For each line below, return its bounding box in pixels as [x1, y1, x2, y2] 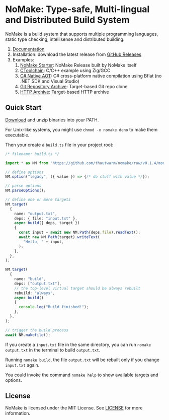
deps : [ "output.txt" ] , [14, 281, 62, 286]
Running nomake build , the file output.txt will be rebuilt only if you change [5, 357, 160, 363]
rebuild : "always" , [14, 291, 55, 296]
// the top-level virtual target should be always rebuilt [14, 286, 141, 291]
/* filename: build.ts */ [5, 151, 59, 157]
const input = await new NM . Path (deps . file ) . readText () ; [18, 230, 141, 235]
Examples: [12, 56, 34, 62]
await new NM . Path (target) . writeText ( [18, 235, 100, 240]
